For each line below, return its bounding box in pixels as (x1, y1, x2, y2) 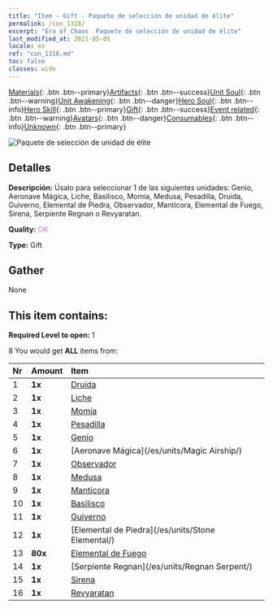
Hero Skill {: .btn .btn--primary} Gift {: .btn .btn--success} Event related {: (24, 104, 260, 114)
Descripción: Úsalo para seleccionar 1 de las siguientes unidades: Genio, (8, 182, 253, 192)
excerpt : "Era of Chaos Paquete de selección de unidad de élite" (8, 27, 242, 35)
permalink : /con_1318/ (8, 20, 85, 28)
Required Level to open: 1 (8, 330, 95, 340)
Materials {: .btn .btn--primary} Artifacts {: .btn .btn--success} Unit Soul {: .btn (8, 87, 262, 97)
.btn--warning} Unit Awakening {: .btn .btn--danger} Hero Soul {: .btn (8, 95, 232, 106)
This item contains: (8, 308, 108, 322)
